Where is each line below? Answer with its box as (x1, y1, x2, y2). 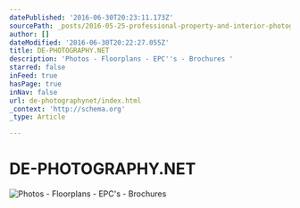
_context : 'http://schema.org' (9, 104, 126, 113)
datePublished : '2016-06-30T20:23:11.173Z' (9, 12, 174, 22)
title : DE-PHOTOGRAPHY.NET (9, 46, 110, 55)
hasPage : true (9, 79, 62, 88)
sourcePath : (9, 21, 54, 30)
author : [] (9, 29, 50, 38)
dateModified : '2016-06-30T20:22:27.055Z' (9, 37, 170, 47)
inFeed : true (9, 71, 58, 80)
